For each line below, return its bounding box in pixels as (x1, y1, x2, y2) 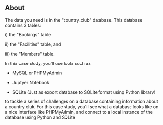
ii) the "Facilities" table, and (5, 41, 61, 47)
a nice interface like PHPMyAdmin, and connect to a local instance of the (5, 109, 153, 115)
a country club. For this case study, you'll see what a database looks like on (5, 103, 159, 110)
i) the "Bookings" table (5, 31, 51, 37)
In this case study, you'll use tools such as (5, 60, 91, 66)
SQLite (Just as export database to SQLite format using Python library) (12, 89, 156, 95)
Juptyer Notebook (12, 79, 50, 85)
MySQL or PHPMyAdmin (12, 70, 62, 76)
